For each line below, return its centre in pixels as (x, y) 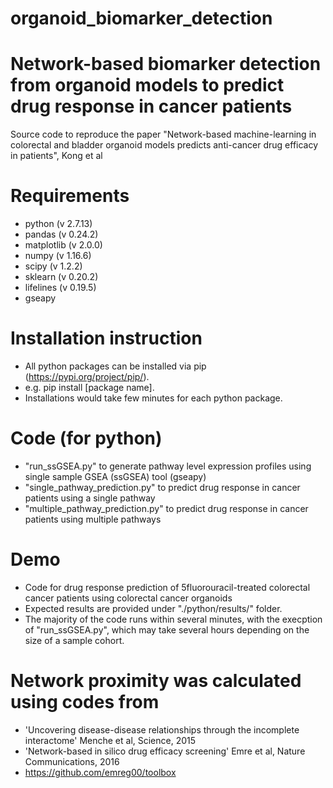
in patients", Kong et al (56, 156)
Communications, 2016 (72, 761)
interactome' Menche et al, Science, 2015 (110, 740)
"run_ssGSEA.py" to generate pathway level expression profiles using (168, 466)
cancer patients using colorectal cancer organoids (128, 598)
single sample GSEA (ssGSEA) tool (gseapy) (115, 476)
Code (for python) (86, 438)
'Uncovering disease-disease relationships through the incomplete (162, 729)
